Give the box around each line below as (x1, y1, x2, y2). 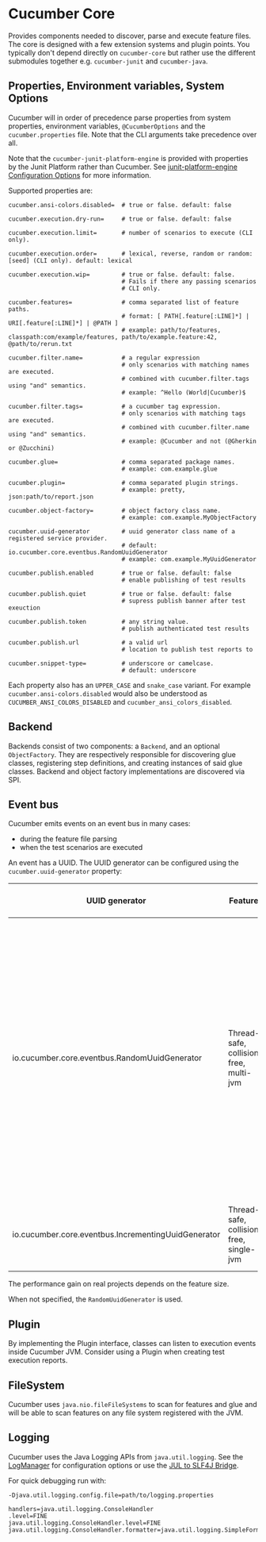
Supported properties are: (8, 186, 93, 195)
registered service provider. (8, 534, 108, 542)
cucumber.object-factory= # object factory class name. (8, 506, 222, 514)
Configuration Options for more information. (8, 170, 152, 179)
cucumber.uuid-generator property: (8, 867, 123, 876)
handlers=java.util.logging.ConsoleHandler (8, 1505, 154, 1513)
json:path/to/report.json (8, 493, 93, 501)
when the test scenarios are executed (19, 843, 143, 852)
